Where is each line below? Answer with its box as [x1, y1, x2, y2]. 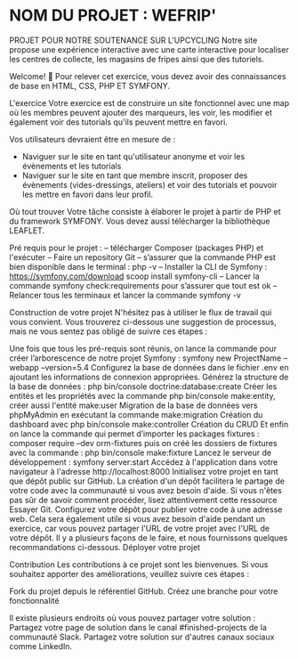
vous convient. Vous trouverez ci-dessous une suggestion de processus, [9, 316, 278, 327]
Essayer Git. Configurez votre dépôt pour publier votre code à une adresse [9, 504, 283, 515]
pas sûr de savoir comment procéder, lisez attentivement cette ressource [9, 494, 278, 505]
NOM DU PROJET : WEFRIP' [9, 5, 217, 26]
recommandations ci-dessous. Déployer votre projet [9, 541, 201, 552]
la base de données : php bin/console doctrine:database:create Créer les [9, 380, 278, 392]
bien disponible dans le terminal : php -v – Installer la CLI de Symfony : [9, 261, 268, 272]
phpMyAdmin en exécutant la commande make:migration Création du [9, 409, 263, 419]
